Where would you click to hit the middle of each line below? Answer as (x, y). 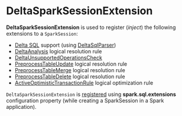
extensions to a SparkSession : (42, 33)
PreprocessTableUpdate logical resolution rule (71, 64)
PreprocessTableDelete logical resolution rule (70, 76)
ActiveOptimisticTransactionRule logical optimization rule (84, 83)
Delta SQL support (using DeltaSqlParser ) (65, 45)
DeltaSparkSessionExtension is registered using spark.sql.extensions (91, 94)
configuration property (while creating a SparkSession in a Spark (85, 100)
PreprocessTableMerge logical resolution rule (70, 70)
